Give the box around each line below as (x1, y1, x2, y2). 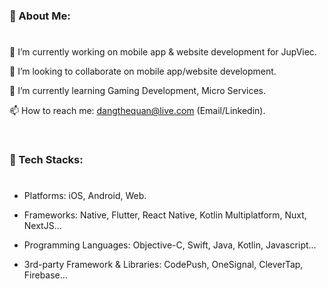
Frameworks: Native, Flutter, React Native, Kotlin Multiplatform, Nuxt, (23, 209, 307, 221)
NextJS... (23, 220, 62, 232)
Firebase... (23, 269, 68, 281)
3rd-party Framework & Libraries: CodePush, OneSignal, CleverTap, (23, 259, 304, 271)
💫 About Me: (9, 9, 71, 23)
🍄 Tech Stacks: (9, 153, 84, 167)
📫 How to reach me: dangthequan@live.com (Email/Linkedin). (9, 105, 266, 117)
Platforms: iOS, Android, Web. (23, 190, 147, 202)
